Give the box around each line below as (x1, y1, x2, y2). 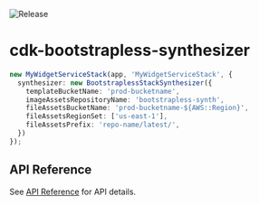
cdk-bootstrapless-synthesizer (9, 41, 251, 61)
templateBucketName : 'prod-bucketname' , (25, 87, 180, 96)
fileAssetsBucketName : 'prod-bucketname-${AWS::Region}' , (25, 104, 249, 113)
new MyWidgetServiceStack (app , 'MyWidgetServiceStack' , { (9, 70, 233, 79)
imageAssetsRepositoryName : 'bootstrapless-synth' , (25, 95, 225, 104)
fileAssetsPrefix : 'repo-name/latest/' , (25, 120, 180, 130)
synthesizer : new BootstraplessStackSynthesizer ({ (17, 78, 213, 88)
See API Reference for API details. (9, 186, 137, 197)
